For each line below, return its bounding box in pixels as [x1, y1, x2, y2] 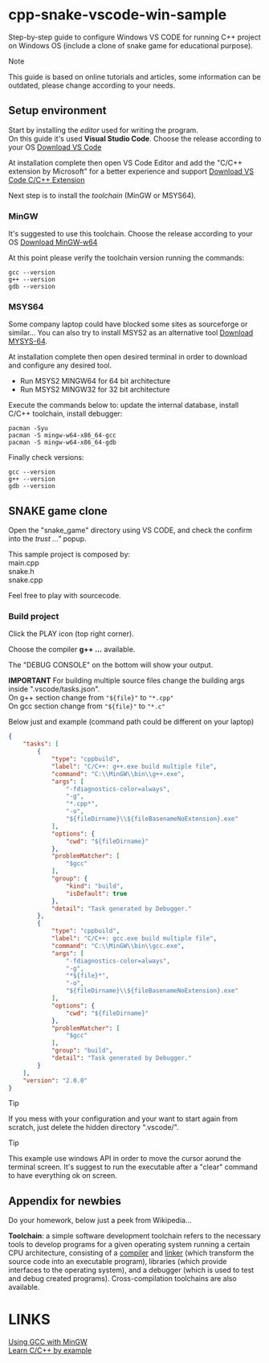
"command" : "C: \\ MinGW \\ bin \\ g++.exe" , [51, 770, 185, 778]
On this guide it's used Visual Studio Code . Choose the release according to [8, 133, 262, 143]
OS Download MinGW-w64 [8, 237, 98, 247]
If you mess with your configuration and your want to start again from [8, 1114, 238, 1123]
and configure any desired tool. [8, 360, 112, 371]
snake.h [8, 567, 35, 577]
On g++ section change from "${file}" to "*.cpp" [8, 693, 174, 703]
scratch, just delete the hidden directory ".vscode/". [8, 1123, 179, 1132]
